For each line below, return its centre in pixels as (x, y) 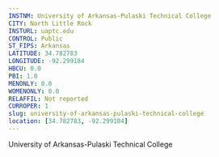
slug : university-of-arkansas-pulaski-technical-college (106, 114)
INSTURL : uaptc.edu (41, 31)
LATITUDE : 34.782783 (43, 53)
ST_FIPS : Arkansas (39, 46)
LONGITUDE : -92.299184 (46, 62)
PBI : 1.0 (23, 76)
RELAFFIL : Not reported (48, 99)
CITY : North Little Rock (50, 23)
